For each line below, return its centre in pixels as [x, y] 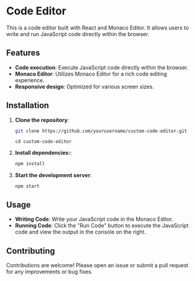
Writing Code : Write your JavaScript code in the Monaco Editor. [94, 219]
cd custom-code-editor [43, 142]
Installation [28, 105]
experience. [30, 80]
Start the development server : [53, 175]
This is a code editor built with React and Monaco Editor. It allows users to [97, 28]
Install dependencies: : [43, 153]
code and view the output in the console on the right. [80, 232]
